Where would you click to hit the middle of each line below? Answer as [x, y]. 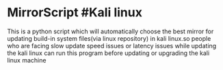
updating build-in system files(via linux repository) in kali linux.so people [109, 38]
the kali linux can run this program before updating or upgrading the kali [108, 53]
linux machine [27, 60]
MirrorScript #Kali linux [75, 13]
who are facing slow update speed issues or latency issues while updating [112, 46]
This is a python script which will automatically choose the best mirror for [110, 31]
